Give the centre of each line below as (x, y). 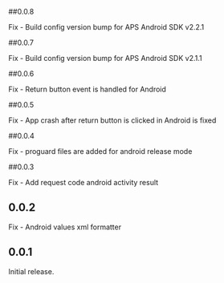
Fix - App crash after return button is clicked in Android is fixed (112, 120)
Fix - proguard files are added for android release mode (100, 151)
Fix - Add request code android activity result (83, 182)
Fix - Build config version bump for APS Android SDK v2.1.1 (105, 58)
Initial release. (31, 271)
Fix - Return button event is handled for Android (88, 89)
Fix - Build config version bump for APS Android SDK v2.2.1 (106, 27)
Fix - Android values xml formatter (65, 227)
